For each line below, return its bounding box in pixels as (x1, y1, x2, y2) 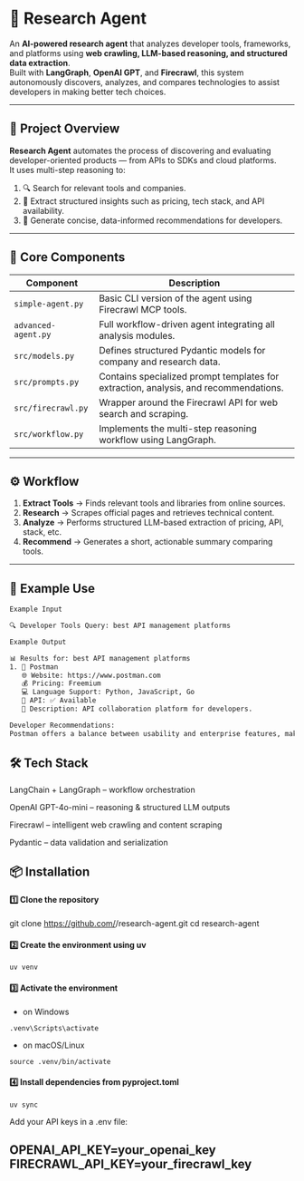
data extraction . (9, 57, 71, 68)
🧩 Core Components (9, 249, 126, 266)
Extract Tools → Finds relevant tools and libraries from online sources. (22, 498, 286, 508)
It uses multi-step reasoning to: (9, 164, 127, 175)
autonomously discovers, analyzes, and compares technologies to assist (9, 76, 280, 87)
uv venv (9, 963, 39, 973)
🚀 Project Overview (9, 121, 120, 137)
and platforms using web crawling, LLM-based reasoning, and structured (9, 47, 288, 58)
